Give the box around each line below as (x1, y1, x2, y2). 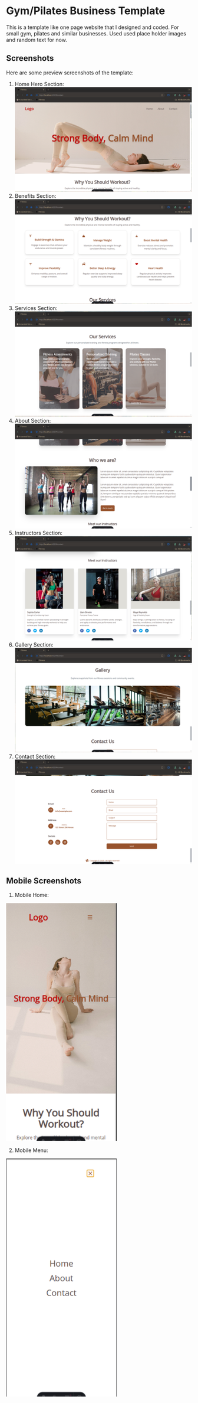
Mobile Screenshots (6, 876, 81, 886)
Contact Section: (14, 753, 56, 760)
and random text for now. (6, 36, 68, 43)
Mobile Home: (14, 892, 49, 899)
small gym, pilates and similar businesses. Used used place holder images (6, 30, 187, 37)
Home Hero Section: (14, 80, 64, 87)
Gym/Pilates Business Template (6, 4, 166, 18)
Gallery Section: (14, 641, 54, 648)
